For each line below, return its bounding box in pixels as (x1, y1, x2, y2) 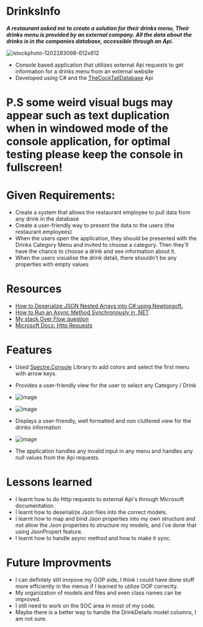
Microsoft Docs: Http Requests (15, 322, 93, 329)
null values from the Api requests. (15, 453, 100, 461)
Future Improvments (6, 556, 112, 570)
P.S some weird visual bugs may (6, 96, 174, 109)
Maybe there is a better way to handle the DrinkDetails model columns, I (15, 608, 196, 615)
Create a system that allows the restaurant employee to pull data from (15, 209, 191, 216)
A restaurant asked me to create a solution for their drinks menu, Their (6, 24, 190, 32)
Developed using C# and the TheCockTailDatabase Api (15, 74, 154, 81)
